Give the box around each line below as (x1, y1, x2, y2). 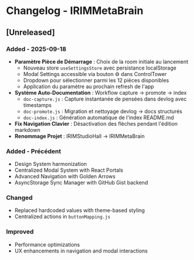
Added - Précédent (6, 147, 61, 155)
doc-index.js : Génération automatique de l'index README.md (23, 114, 174, 121)
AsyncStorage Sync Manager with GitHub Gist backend (14, 179, 148, 186)
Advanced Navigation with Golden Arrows (14, 173, 116, 180)
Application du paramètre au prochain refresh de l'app (23, 83, 154, 90)
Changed (6, 194, 33, 202)
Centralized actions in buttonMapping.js (14, 213, 111, 220)
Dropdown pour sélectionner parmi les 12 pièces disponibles (23, 77, 169, 84)
